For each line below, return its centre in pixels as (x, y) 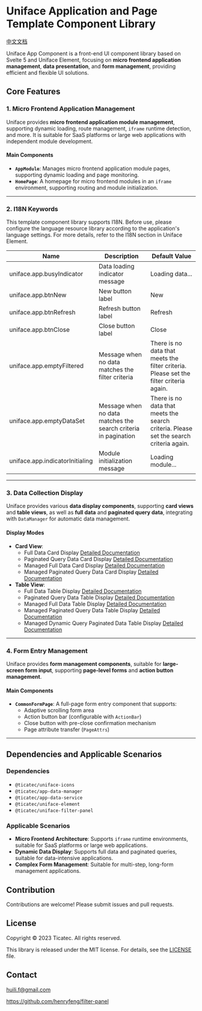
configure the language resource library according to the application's (93, 229)
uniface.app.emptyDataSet (47, 421)
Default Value (172, 256)
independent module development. (50, 141)
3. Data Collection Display (44, 493)
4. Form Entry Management (47, 651)
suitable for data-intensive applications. (64, 858)
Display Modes (25, 533)
